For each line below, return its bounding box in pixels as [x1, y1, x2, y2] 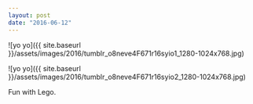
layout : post [8, 11, 51, 20]
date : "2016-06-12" [8, 19, 72, 27]
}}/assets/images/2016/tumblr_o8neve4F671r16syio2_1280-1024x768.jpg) [8, 72, 246, 81]
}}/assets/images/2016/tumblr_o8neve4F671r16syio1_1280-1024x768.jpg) [8, 48, 245, 58]
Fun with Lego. [8, 87, 57, 96]
